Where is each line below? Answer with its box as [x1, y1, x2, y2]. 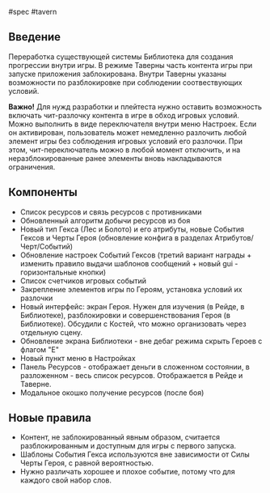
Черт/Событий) [19, 241, 74, 251]
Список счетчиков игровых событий [19, 275, 147, 286]
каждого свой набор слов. [19, 475, 112, 485]
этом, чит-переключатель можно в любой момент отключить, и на [8, 145, 241, 155]
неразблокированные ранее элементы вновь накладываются [8, 153, 222, 163]
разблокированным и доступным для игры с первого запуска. [19, 441, 237, 451]
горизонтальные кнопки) [19, 267, 107, 277]
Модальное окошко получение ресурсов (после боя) [19, 388, 205, 397]
